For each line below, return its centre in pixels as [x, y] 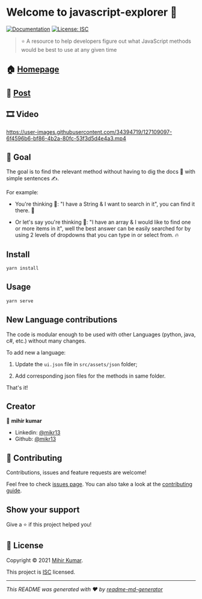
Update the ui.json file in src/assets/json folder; [76, 364]
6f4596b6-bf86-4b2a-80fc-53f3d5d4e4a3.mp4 [66, 138]
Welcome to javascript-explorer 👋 [92, 12]
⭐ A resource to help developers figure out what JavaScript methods [106, 41]
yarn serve [20, 301]
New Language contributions [62, 320]
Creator [21, 406]
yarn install [23, 268]
